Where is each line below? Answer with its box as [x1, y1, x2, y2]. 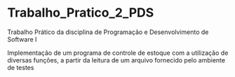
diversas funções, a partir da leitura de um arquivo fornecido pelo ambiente [7, 55, 226, 64]
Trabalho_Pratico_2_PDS [7, 5, 154, 21]
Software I [7, 35, 37, 43]
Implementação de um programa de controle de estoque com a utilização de [7, 49, 229, 57]
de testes [7, 63, 34, 71]
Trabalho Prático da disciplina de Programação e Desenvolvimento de [7, 28, 209, 36]
